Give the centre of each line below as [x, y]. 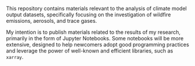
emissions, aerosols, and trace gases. [52, 21]
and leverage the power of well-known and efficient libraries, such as [90, 51]
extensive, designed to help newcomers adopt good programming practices [97, 44]
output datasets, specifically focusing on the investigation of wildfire [88, 15]
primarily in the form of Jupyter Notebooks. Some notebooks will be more [95, 38]
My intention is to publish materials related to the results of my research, [93, 32]
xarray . [15, 57]
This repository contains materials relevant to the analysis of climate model [97, 8]
